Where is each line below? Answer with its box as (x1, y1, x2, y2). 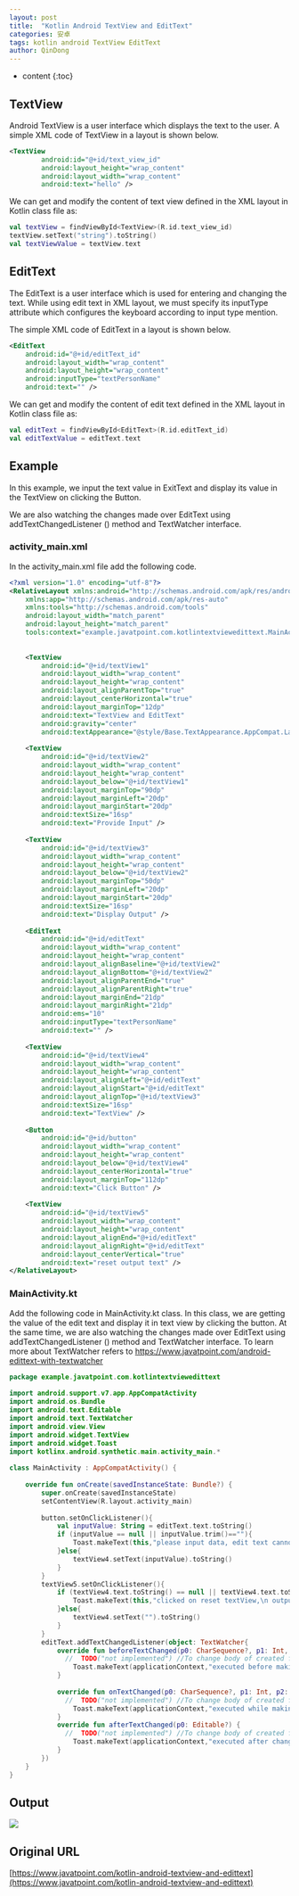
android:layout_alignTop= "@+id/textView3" (41, 1092, 201, 1101)
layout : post (9, 12, 58, 22)
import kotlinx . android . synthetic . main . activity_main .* (9, 1447, 221, 1456)
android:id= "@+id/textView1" (41, 661, 149, 670)
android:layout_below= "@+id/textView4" (41, 1158, 190, 1168)
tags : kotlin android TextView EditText (9, 37, 162, 47)
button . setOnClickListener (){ (41, 1513, 153, 1522)
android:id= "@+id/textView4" (41, 1051, 149, 1059)
